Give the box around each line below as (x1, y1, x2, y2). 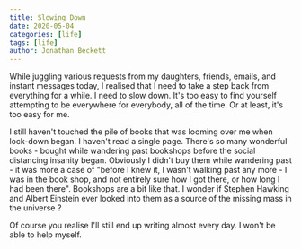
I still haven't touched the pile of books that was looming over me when (9, 126, 273, 137)
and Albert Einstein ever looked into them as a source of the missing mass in (9, 193, 292, 204)
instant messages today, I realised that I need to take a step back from (9, 81, 270, 91)
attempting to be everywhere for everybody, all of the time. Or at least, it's (9, 99, 284, 110)
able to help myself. (9, 229, 83, 240)
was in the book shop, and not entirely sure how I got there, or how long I (9, 174, 280, 185)
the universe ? (9, 202, 62, 213)
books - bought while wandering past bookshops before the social (9, 145, 256, 157)
